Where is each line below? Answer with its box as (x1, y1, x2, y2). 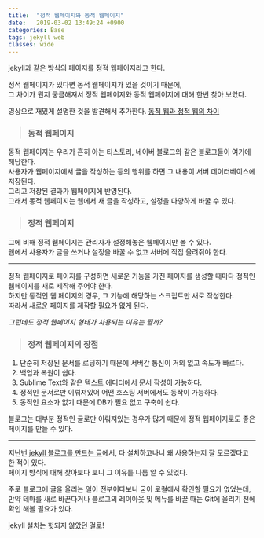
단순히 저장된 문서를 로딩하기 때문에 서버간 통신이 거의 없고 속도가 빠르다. (19, 358, 244, 368)
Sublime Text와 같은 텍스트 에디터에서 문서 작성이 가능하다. (19, 378, 203, 387)
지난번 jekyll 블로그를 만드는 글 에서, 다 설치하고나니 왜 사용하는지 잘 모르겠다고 (8, 448, 249, 458)
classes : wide (8, 41, 55, 49)
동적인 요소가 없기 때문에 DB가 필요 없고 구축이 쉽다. (19, 397, 181, 407)
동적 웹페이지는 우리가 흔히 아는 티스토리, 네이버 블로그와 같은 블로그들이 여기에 (8, 147, 251, 157)
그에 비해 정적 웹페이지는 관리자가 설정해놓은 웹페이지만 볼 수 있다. (8, 237, 211, 247)
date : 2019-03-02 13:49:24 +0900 (8, 19, 125, 27)
